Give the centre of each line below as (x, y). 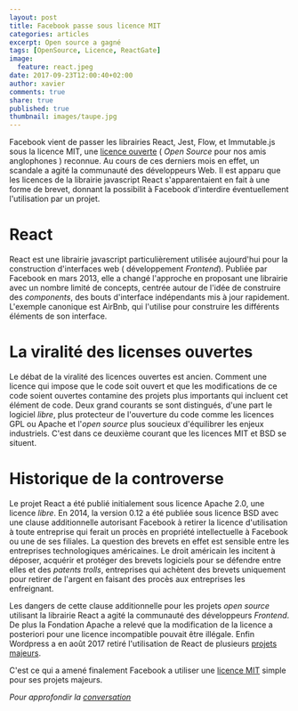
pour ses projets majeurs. (56, 679)
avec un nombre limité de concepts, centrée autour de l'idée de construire (145, 288)
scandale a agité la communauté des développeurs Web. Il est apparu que (145, 171)
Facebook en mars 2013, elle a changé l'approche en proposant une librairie (149, 279)
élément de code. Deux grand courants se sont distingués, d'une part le (141, 405)
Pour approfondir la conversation (70, 697)
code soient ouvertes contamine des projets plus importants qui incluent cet (149, 396)
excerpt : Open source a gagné (65, 42)
